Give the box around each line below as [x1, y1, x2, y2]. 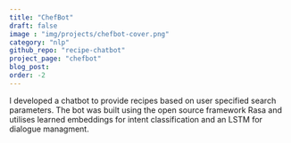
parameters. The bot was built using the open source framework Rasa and [9, 104, 283, 115]
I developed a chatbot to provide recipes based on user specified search [9, 95, 277, 106]
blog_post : [9, 63, 50, 72]
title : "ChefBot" [9, 12, 74, 22]
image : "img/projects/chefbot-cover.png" [9, 29, 170, 38]
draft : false [9, 21, 58, 30]
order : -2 [9, 71, 46, 80]
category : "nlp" [9, 37, 70, 47]
